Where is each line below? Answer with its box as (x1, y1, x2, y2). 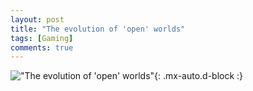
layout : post (10, 14, 65, 25)
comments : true (10, 42, 74, 53)
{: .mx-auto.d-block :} (154, 70, 244, 82)
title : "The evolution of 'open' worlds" (10, 24, 186, 34)
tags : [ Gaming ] (10, 33, 74, 43)
